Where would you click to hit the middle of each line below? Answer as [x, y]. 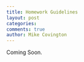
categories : [21, 23]
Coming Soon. [25, 52]
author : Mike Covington [37, 35]
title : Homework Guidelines [42, 12]
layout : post [23, 18]
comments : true [26, 29]
